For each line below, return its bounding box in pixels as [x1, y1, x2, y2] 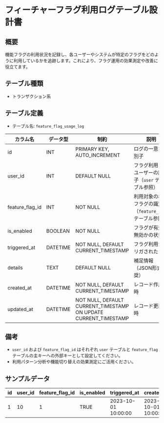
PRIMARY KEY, [75, 145, 110, 152]
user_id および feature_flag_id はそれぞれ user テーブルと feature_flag [12, 347, 158, 353]
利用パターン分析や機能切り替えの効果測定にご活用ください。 [12, 359, 136, 365]
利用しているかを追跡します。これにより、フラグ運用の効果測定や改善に [13, 58, 159, 64]
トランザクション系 [12, 93, 51, 99]
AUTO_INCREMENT [75, 152, 121, 158]
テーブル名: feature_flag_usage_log [12, 123, 84, 129]
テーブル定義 [5, 109, 43, 117]
